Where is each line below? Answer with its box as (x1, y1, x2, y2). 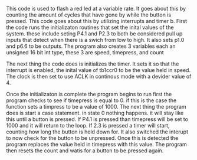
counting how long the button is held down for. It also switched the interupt (6, 128, 189, 135)
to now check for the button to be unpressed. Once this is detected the (6, 135, 179, 141)
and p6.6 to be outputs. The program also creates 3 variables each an (6, 43, 176, 50)
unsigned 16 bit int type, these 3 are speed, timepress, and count (6, 49, 164, 55)
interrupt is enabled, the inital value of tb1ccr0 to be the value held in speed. (6, 67, 191, 73)
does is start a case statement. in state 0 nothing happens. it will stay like (6, 109, 184, 116)
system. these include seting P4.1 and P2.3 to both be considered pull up (6, 30, 183, 37)
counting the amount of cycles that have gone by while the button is (6, 11, 172, 18)
